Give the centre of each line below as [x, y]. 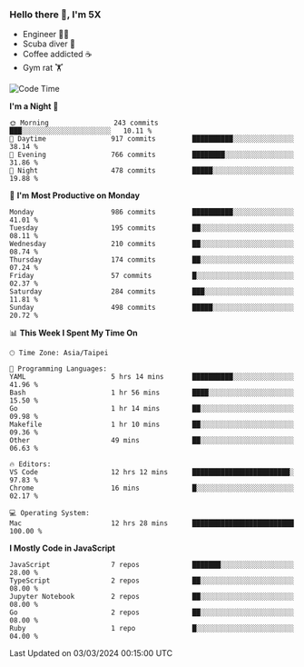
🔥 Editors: [30, 464]
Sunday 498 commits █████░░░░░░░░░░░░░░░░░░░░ [152, 308]
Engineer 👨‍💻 [46, 35]
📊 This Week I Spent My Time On [74, 333]
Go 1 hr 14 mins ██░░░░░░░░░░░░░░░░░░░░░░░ [152, 409]
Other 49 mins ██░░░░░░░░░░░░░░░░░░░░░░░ [152, 441]
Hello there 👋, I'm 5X [55, 15]
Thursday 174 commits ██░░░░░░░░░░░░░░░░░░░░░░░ [152, 260]
